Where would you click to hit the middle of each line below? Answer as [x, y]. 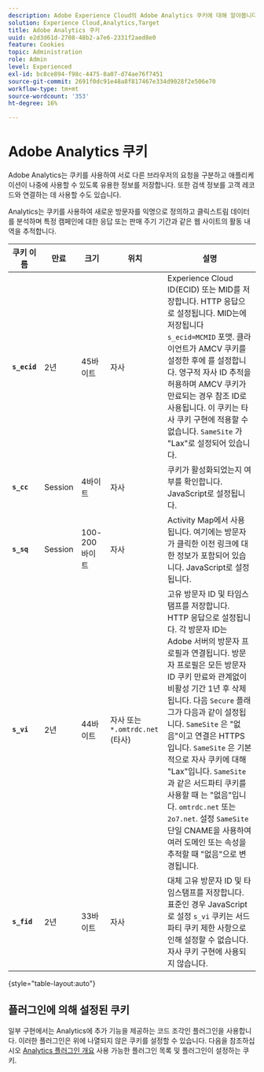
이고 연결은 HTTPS [211, 736]
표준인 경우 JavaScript [207, 905]
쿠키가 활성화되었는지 [205, 470]
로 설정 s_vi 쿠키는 [201, 917]
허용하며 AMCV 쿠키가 [207, 385]
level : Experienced [40, 67]
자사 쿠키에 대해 [219, 760]
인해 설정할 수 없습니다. [208, 940]
